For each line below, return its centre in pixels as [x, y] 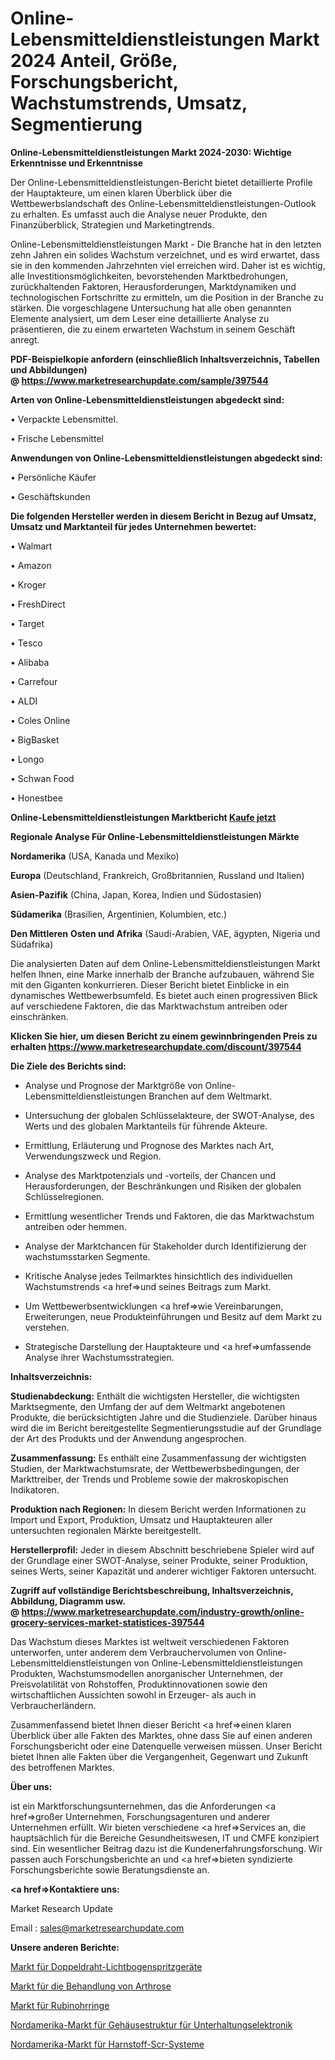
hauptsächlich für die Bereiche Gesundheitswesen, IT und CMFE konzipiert [165, 1838]
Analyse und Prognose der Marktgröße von [113, 1085]
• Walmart [31, 546]
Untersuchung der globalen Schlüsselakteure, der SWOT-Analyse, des [169, 1115]
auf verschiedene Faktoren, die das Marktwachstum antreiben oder [149, 1006]
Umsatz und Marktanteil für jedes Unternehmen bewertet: [133, 526]
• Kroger [28, 584]
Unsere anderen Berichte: [65, 1947]
